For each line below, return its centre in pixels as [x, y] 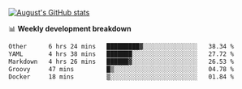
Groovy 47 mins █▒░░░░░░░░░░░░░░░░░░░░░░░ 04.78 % [121, 69]
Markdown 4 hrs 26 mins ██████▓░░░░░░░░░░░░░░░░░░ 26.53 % [121, 61]
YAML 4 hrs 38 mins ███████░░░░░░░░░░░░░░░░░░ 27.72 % [121, 54]
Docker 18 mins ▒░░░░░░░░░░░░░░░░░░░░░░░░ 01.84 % [121, 77]
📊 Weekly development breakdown [70, 29]
